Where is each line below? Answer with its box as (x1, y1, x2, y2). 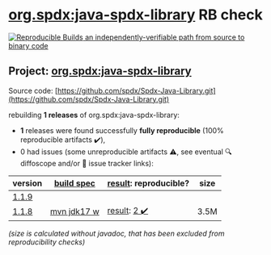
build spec (53, 178, 95, 189)
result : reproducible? (107, 178, 190, 189)
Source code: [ (8, 86, 58, 95)
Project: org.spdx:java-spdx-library (8, 65, 192, 78)
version (12, 178, 43, 189)
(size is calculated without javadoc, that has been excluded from (8, 228, 225, 238)
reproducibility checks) (8, 236, 86, 247)
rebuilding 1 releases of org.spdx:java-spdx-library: (8, 110, 180, 119)
